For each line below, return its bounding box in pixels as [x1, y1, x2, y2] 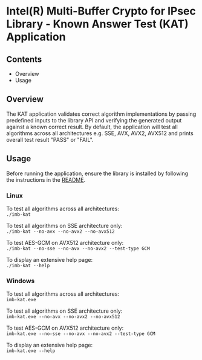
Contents [6, 54, 42, 64]
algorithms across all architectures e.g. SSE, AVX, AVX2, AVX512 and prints [6, 129, 194, 137]
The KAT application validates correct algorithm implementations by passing [6, 110, 197, 118]
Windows [6, 276, 35, 285]
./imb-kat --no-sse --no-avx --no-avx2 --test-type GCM [6, 245, 150, 252]
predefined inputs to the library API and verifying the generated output [6, 116, 182, 124]
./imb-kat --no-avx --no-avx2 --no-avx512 [6, 228, 115, 235]
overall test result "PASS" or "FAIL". [6, 136, 94, 143]
